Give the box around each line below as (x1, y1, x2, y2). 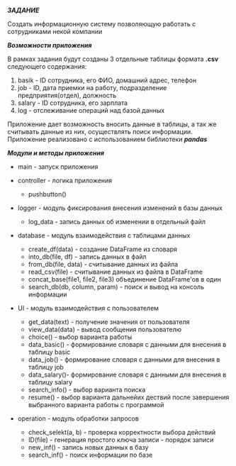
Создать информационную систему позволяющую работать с (7, 20, 196, 28)
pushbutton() (28, 190, 67, 198)
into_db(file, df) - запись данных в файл (28, 253, 147, 261)
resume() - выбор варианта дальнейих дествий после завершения (28, 393, 230, 401)
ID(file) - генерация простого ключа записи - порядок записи (28, 436, 214, 444)
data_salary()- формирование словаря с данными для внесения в (28, 370, 227, 379)
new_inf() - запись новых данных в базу (28, 443, 149, 451)
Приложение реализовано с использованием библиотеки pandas (7, 135, 208, 143)
